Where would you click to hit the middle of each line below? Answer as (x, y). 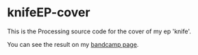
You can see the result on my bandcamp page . (73, 44)
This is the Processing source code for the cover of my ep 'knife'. (99, 31)
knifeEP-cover (49, 13)
